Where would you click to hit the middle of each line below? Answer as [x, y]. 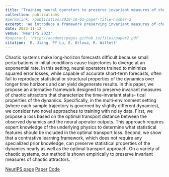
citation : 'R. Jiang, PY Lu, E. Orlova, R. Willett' [62, 43]
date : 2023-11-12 [23, 29]
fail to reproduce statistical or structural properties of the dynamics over [80, 78]
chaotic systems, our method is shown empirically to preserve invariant [79, 154]
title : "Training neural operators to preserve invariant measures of [81, 10]
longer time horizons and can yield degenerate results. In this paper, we [79, 84]
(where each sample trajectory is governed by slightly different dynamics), [82, 105]
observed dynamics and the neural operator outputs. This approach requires [84, 121]
